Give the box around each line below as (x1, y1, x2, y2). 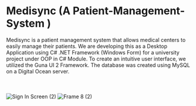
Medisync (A (6, 4, 71, 18)
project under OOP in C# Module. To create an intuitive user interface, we (6, 55, 186, 62)
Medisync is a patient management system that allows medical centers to (6, 36, 186, 43)
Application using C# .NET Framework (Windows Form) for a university (6, 49, 180, 56)
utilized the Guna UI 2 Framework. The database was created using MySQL (6, 61, 190, 69)
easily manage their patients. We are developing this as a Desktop (6, 43, 167, 50)
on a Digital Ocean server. (6, 68, 70, 75)
